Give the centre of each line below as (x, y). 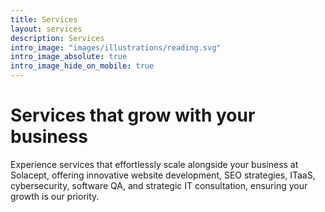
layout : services (46, 29)
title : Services (44, 19)
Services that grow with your (133, 115)
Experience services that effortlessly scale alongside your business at (154, 164)
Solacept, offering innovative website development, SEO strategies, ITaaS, (163, 175)
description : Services (57, 38)
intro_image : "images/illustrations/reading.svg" (116, 47)
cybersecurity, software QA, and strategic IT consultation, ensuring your (159, 185)
